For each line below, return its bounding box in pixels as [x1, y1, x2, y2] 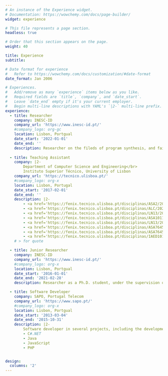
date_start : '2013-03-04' [14, 312, 68, 318]
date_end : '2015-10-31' [14, 317, 64, 322]
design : [5, 358, 21, 363]
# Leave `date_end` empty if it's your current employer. [5, 99, 133, 104]
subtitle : [5, 58, 26, 63]
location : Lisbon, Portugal [14, 183, 72, 188]
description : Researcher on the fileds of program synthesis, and [14, 146, 155, 151]
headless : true [5, 31, 37, 36]
